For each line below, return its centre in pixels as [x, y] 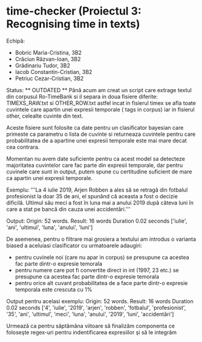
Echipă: [16, 41]
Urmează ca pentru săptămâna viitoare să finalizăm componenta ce [91, 326]
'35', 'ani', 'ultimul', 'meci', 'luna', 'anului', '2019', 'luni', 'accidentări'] [90, 314]
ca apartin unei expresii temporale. [49, 178]
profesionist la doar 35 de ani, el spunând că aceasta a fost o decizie [92, 196]
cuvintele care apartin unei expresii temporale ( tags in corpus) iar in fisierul [100, 109]
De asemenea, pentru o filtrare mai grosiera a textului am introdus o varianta [101, 239]
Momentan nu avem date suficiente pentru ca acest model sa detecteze [96, 158]
